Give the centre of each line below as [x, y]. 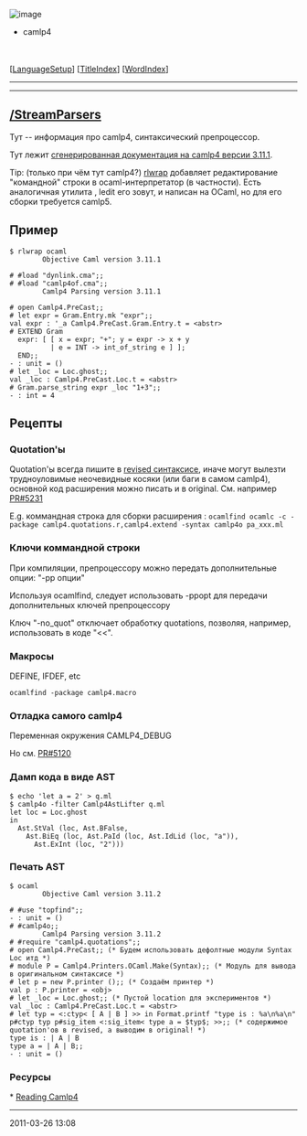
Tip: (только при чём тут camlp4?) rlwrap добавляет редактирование [144, 172]
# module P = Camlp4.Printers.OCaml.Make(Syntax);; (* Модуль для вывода [153, 966]
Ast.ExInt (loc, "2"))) [79, 844]
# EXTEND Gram [37, 331]
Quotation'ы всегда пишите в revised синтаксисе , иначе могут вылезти [148, 469]
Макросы [32, 656]
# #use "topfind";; [47, 910]
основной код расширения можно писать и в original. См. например [143, 488]
